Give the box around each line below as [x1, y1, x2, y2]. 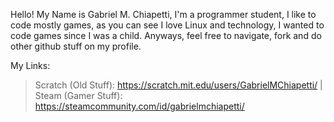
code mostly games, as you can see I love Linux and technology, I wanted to [10, 19, 325, 31]
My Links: [10, 60, 51, 71]
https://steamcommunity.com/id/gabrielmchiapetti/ [34, 100, 245, 112]
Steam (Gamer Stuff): [34, 90, 123, 101]
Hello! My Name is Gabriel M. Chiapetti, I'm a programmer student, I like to [10, 9, 317, 20]
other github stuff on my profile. [10, 40, 142, 52]
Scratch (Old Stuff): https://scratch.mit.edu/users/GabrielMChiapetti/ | [34, 79, 323, 91]
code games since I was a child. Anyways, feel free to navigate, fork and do [10, 30, 322, 41]
